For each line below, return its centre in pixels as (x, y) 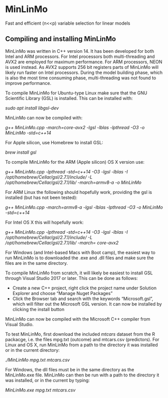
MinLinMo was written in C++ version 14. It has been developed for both (80, 51)
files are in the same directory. (37, 263)
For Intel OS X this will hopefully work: (44, 222)
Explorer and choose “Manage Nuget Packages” (62, 293)
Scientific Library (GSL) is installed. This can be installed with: (69, 98)
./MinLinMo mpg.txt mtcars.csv (38, 360)
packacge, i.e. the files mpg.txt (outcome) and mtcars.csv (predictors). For (82, 339)
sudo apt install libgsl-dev (32, 108)
